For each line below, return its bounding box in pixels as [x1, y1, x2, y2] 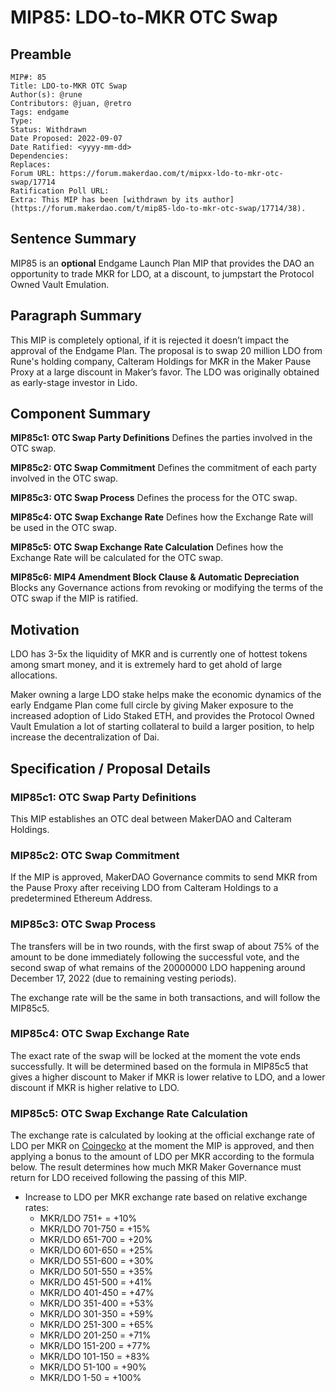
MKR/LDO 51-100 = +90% [39, 1361, 147, 1373]
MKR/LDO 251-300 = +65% [39, 1319, 154, 1331]
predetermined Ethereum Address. [10, 892, 153, 905]
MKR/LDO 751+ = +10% [39, 1212, 138, 1225]
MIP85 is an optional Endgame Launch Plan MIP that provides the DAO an [10, 257, 315, 269]
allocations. [10, 669, 58, 681]
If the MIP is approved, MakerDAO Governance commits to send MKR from [10, 871, 318, 883]
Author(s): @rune [10, 90, 83, 100]
